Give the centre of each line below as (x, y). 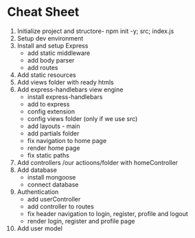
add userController (54, 199)
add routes (43, 67)
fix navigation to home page (67, 140)
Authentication (38, 192)
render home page (54, 148)
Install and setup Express (53, 45)
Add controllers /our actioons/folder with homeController (97, 162)
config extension (51, 111)
